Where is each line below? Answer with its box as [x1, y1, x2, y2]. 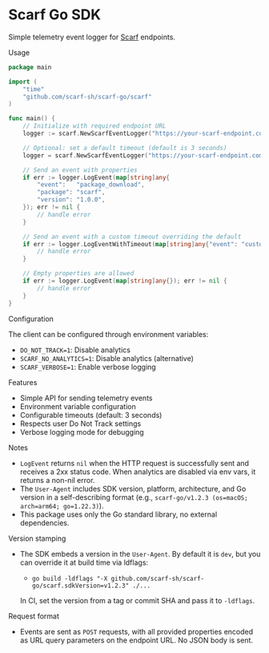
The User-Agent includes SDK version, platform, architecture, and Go [19, 484, 247, 493]
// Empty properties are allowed [22, 270, 134, 278]
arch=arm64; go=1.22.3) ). [19, 501, 104, 510]
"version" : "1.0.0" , [37, 196, 106, 204]
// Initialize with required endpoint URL [22, 122, 167, 130]
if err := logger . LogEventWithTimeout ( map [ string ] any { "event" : [22, 240, 239, 248]
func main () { [8, 115, 56, 123]
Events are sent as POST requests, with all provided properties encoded [19, 627, 254, 636]
